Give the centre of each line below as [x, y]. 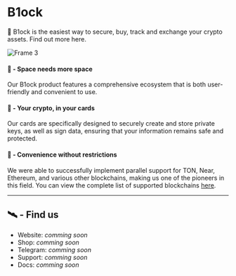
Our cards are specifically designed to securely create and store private [111, 124]
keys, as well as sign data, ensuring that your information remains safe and [116, 131]
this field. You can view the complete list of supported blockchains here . [112, 185]
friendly [19, 92]
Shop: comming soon [48, 242]
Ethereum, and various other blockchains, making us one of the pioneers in [116, 178]
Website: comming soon [52, 235]
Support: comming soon [52, 258]
